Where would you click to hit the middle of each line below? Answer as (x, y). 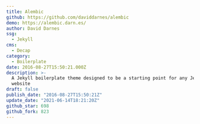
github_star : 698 (28, 106)
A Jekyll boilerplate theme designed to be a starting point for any (99, 78)
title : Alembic (25, 12)
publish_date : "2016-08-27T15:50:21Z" (54, 95)
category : (18, 56)
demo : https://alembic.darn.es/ (46, 23)
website (21, 84)
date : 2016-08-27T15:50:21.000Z (46, 67)
